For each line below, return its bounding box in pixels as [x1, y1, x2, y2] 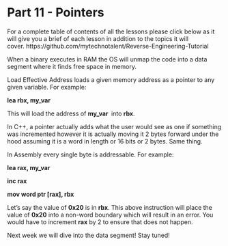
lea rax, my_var [7, 163, 51, 172]
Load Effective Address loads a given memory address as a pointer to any [7, 75, 215, 83]
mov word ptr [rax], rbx [7, 190, 74, 198]
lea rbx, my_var [7, 96, 51, 104]
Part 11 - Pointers [7, 5, 104, 20]
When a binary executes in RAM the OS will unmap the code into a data [7, 55, 208, 63]
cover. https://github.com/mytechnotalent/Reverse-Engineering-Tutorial [7, 42, 210, 50]
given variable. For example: [7, 83, 87, 91]
